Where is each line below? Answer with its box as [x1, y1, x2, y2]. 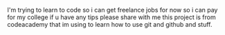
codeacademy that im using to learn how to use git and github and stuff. [7, 21, 213, 28]
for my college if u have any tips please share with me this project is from [7, 13, 216, 21]
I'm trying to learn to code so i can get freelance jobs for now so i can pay [7, 6, 218, 14]
